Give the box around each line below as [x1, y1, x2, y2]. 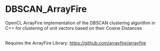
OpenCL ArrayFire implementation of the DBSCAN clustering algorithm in [5, 20, 155, 26]
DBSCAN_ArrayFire [5, 3, 87, 15]
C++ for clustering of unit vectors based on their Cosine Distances [5, 25, 142, 31]
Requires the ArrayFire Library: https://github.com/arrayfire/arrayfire [5, 40, 146, 46]
